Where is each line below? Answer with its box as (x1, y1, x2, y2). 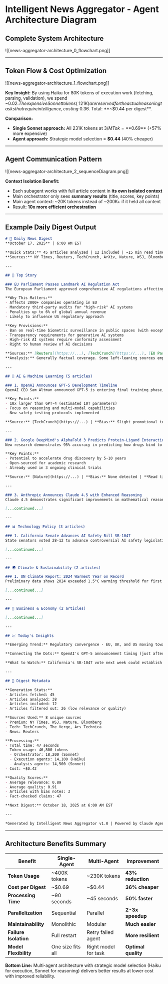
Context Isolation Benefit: (5, 178, 60, 184)
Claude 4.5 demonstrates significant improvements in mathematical (5, 497, 149, 502)
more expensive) (12, 130, 47, 136)
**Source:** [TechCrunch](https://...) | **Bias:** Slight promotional (5, 419, 157, 424)
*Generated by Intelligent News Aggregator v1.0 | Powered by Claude (5, 821, 153, 826)
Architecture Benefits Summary (5, 840, 106, 848)
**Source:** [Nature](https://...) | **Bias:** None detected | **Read (5, 474, 157, 479)
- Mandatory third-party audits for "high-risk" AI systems (5, 305, 133, 310)
